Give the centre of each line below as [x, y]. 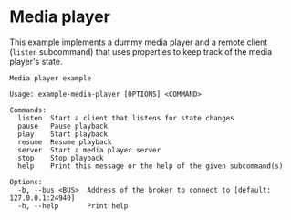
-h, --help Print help [73, 206]
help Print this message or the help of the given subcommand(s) [151, 166]
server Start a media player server [89, 150]
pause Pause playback [62, 126]
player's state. [36, 61]
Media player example [51, 78]
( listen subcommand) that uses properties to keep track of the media [141, 51]
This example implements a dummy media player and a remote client [139, 42]
